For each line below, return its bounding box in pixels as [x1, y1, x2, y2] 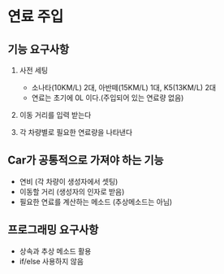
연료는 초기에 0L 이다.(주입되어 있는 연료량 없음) [31, 93, 184, 102]
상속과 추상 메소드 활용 [19, 246, 92, 256]
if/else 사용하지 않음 [19, 256, 84, 266]
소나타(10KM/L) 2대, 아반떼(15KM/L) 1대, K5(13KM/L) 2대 [31, 83, 217, 92]
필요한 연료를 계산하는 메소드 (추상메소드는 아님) [19, 197, 173, 207]
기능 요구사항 [7, 42, 70, 56]
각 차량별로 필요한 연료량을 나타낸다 [19, 128, 133, 137]
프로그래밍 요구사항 [7, 223, 99, 237]
